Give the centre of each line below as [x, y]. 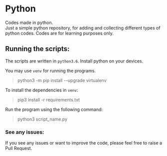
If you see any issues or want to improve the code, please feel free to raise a [84, 143]
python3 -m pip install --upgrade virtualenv [62, 80]
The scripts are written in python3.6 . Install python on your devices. [74, 61]
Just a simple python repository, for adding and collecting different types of [83, 27]
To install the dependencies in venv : [42, 90]
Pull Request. [19, 148]
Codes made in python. [29, 22]
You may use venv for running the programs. [51, 70]
